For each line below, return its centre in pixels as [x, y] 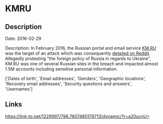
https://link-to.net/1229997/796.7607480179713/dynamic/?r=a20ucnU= [78, 116]
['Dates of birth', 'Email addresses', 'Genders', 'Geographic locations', [76, 78]
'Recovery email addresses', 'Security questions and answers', [68, 84]
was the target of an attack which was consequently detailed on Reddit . [78, 53]
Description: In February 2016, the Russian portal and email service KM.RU [81, 48]
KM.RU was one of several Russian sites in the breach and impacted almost [82, 64]
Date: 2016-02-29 [23, 38]
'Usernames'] [19, 89]
